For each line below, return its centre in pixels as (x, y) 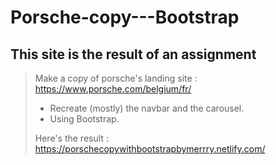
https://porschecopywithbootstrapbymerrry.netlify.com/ (150, 149)
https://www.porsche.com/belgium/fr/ (113, 89)
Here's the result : (71, 138)
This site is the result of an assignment (133, 54)
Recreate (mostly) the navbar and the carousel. (147, 108)
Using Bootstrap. (84, 119)
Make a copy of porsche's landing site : (116, 78)
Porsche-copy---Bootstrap (125, 17)
